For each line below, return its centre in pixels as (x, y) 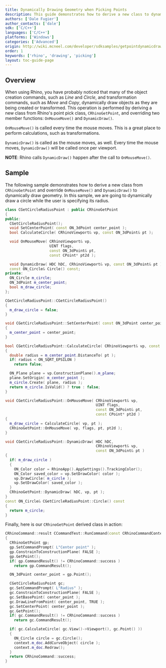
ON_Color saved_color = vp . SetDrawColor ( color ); (67, 474)
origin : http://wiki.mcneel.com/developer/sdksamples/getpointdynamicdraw (84, 46)
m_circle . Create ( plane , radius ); (46, 382)
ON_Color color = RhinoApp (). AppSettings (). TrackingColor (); (78, 469)
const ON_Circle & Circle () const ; (45, 269)
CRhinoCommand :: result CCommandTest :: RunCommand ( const (63, 534)
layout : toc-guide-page (30, 60)
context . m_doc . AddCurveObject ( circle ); (57, 643)
